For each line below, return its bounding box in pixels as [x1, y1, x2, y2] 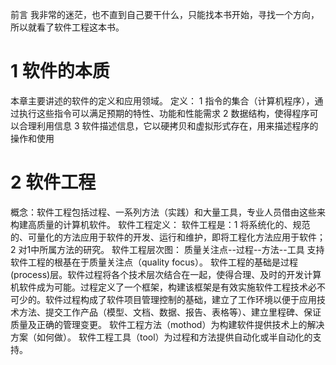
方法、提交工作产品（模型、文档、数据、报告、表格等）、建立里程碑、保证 [18, 306, 322, 318]
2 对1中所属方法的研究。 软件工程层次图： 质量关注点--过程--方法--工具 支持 [10, 243, 325, 255]
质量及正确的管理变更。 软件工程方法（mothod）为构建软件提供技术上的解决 [10, 318, 325, 330]
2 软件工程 [10, 171, 97, 194]
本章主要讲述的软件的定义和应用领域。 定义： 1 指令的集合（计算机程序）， [10, 94, 315, 107]
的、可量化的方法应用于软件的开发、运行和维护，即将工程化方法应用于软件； [10, 231, 326, 243]
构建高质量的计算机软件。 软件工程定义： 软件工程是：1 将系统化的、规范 [10, 218, 311, 230]
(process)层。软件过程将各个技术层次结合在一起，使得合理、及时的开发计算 [10, 268, 322, 280]
